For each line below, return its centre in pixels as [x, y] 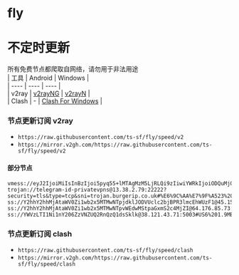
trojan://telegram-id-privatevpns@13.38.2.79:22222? [87, 190]
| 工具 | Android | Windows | [48, 78]
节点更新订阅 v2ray [40, 121]
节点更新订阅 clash [40, 234]
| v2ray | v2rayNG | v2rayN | [49, 93]
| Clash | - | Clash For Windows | [55, 101]
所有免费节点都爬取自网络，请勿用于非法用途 [73, 69]
